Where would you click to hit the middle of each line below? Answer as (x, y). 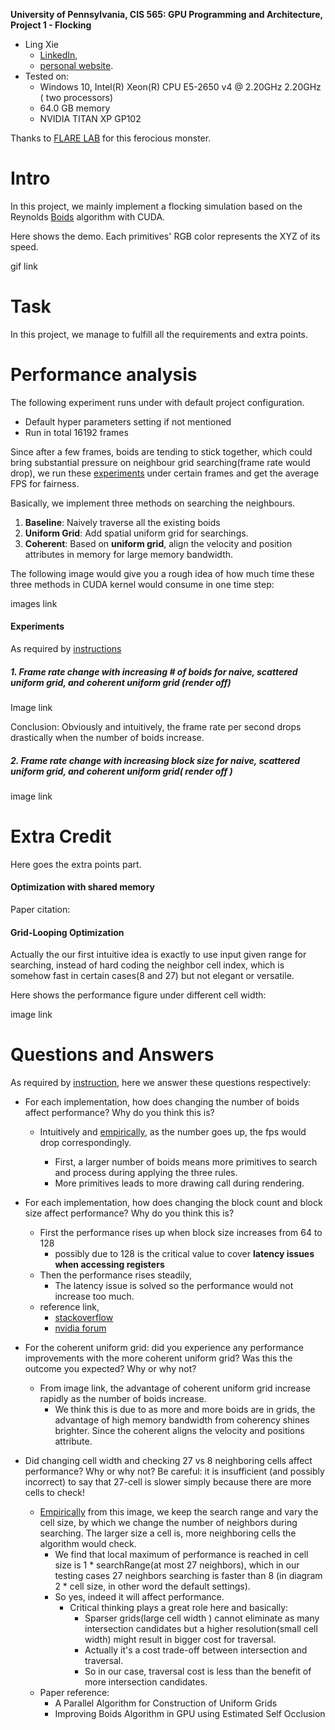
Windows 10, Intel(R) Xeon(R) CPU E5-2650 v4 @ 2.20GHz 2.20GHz (180, 87)
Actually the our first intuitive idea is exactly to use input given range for (158, 955)
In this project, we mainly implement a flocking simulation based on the (156, 206)
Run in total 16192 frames (76, 432)
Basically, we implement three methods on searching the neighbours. (153, 503)
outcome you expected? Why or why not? (110, 1369)
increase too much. (94, 1296)
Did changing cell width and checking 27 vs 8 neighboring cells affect (168, 1461)
